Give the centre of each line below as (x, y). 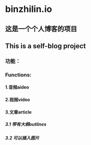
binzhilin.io (29, 9)
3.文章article (18, 112)
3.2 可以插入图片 (22, 138)
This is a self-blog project (45, 46)
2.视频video (18, 100)
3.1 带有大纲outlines (26, 124)
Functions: (18, 75)
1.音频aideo (17, 87)
